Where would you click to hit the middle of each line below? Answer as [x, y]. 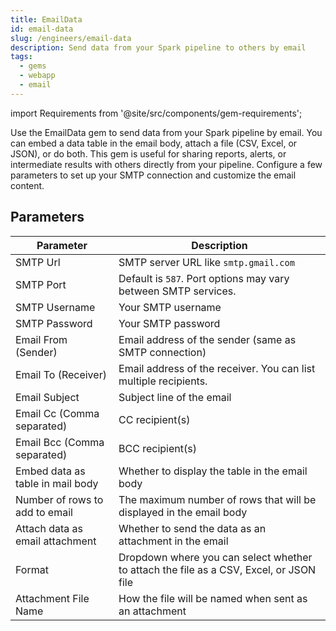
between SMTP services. [177, 291]
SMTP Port [41, 284]
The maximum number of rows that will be [217, 499]
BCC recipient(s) [157, 448]
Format [32, 569]
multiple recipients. [163, 381]
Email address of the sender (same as [207, 339]
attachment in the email [173, 541]
